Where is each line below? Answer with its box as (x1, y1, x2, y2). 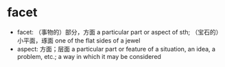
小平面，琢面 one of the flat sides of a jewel (16, 36, 141, 45)
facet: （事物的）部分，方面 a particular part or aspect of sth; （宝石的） (16, 28, 222, 36)
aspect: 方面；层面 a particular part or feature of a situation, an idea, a (16, 45, 216, 53)
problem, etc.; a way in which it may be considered (16, 52, 161, 60)
